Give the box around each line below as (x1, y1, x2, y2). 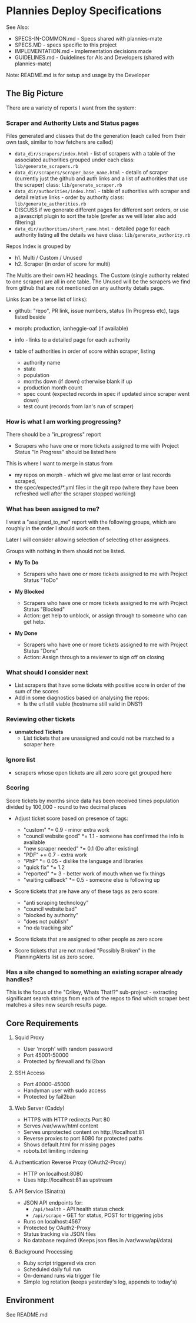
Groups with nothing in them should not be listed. (6, 547, 125, 554)
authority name (23, 359, 61, 366)
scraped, (14, 478, 36, 485)
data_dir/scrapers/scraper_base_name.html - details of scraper (14, 169, 168, 176)
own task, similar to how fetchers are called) (6, 138, 114, 145)
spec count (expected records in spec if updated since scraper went (23, 391, 190, 398)
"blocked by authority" (23, 911, 79, 918)
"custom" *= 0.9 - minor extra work (23, 826, 110, 833)
